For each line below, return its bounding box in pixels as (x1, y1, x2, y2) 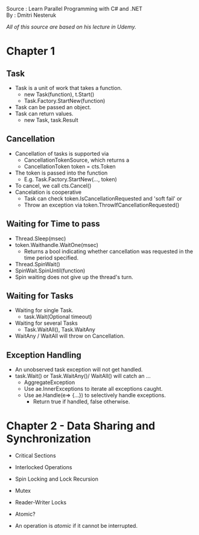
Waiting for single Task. (14, 307, 74, 314)
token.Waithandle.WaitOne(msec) (14, 241, 98, 248)
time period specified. (24, 254, 79, 261)
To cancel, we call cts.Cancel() (14, 182, 92, 189)
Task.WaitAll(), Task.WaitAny (24, 326, 95, 333)
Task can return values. (14, 110, 74, 117)
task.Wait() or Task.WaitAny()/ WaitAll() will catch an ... (14, 373, 151, 380)
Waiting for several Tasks (14, 319, 78, 327)
